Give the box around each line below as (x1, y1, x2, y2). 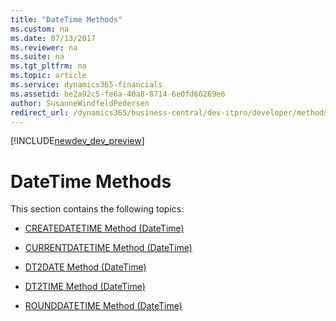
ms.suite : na (10, 52, 65, 62)
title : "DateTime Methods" (10, 14, 123, 25)
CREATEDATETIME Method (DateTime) (24, 222, 185, 235)
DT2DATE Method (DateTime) (24, 261, 147, 273)
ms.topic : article (10, 71, 87, 81)
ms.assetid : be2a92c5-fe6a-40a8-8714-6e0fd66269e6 (10, 89, 226, 99)
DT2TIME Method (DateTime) (24, 281, 146, 293)
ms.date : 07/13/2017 (10, 33, 97, 43)
